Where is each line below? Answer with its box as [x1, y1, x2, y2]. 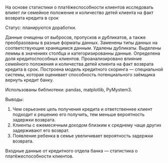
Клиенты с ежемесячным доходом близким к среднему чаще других [12, 122, 161, 128]
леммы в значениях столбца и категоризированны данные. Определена [5, 50, 160, 56]
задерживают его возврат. [12, 127, 70, 133]
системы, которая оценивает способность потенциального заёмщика [5, 72, 155, 77]
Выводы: [5, 96, 24, 102]
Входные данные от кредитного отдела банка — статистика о [5, 148, 138, 153]
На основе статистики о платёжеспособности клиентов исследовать [5, 5, 154, 10]
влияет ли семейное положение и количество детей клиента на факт [5, 10, 154, 16]
